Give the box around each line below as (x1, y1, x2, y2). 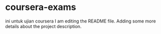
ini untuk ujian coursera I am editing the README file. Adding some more (5, 18, 156, 24)
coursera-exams (5, 1, 76, 13)
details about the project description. (5, 23, 82, 29)
